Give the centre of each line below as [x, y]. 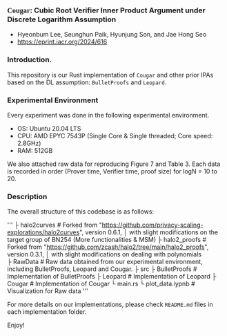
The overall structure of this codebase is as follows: [80, 212]
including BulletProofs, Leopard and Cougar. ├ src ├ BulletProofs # [102, 269]
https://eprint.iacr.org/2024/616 [62, 42]
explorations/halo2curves [43, 232]
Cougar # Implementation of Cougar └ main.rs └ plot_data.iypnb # [101, 284]
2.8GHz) [29, 143]
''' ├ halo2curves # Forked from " [55, 225]
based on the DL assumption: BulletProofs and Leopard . [87, 82]
